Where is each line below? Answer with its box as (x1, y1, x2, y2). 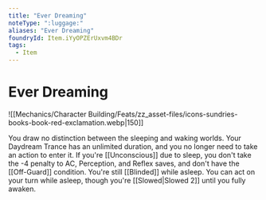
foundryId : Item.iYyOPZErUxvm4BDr (8, 33, 123, 42)
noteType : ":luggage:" (8, 19, 84, 27)
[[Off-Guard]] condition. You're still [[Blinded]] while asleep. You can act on (8, 167, 256, 176)
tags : (8, 41, 26, 49)
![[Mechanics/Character (8, 109, 87, 119)
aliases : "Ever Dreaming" (8, 26, 94, 34)
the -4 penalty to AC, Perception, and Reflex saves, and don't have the (8, 159, 241, 168)
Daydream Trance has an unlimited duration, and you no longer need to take (8, 141, 258, 151)
